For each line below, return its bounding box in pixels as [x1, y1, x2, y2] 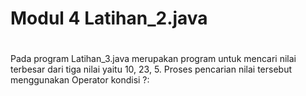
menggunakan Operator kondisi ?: [10, 74, 150, 86]
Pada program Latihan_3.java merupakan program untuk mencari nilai [10, 53, 297, 65]
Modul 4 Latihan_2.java [10, 7, 208, 30]
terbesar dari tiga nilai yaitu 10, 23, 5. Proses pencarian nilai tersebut [10, 63, 293, 76]
